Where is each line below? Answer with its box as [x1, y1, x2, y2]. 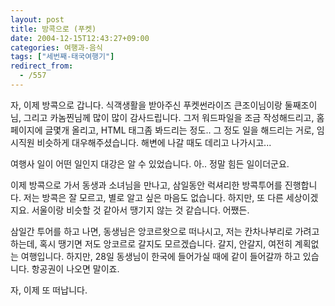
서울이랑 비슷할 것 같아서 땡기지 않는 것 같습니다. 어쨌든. [31, 204, 250, 216]
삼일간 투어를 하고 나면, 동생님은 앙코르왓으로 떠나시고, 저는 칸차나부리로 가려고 [10, 225, 320, 237]
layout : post [10, 14, 65, 25]
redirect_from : [10, 61, 74, 71]
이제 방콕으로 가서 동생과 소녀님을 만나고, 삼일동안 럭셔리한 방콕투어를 [10, 179, 283, 191]
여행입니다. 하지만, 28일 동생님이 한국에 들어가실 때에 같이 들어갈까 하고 [20, 250, 301, 262]
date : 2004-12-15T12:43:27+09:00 [10, 33, 150, 43]
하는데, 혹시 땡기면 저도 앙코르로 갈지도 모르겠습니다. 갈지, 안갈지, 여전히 [10, 237, 293, 250]
